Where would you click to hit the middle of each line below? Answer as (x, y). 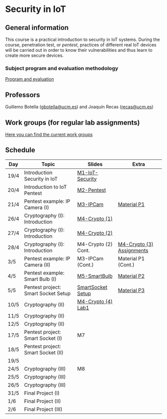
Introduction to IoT (45, 187)
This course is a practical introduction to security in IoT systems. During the (83, 39)
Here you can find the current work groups (49, 134)
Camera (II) (37, 265)
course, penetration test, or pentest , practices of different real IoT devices (81, 45)
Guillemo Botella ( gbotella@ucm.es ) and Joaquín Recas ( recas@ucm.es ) (80, 107)
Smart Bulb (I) (40, 279)
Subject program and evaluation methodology (62, 68)
